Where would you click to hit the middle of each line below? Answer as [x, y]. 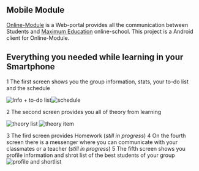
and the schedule [28, 88]
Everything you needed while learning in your [95, 57]
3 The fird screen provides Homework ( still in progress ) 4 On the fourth [96, 135]
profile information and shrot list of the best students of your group [91, 155]
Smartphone [31, 67]
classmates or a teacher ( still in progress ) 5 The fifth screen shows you [96, 148]
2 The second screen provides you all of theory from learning [84, 112]
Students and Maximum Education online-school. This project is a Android [100, 31]
